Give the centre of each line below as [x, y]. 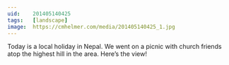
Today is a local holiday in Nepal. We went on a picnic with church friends [114, 47]
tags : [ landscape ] [38, 20]
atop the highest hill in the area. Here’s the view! [77, 54]
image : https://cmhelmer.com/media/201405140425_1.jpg [91, 27]
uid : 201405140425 [39, 14]
